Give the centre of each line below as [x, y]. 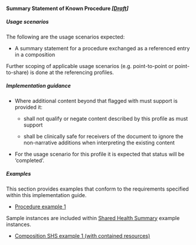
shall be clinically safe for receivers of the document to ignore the [103, 136]
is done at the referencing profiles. [72, 72]
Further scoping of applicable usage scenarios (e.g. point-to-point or [90, 66]
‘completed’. [30, 160]
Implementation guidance [38, 86]
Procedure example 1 [40, 207]
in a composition [35, 54]
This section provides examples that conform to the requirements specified [97, 189]
